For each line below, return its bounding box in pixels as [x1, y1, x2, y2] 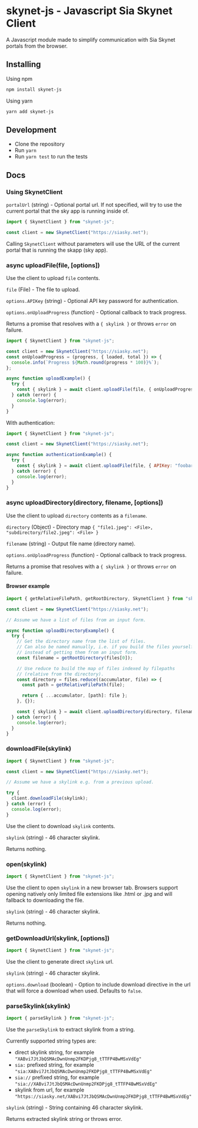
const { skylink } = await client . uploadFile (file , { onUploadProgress [16, 387, 196, 393]
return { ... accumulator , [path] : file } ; [21, 692, 128, 699]
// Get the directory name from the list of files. [16, 638, 146, 645]
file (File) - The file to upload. [6, 286, 80, 293]
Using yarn [6, 97, 33, 104]
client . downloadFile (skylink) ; [11, 796, 88, 802]
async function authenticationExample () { [6, 452, 112, 458]
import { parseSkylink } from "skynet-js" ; [6, 1015, 115, 1021]
